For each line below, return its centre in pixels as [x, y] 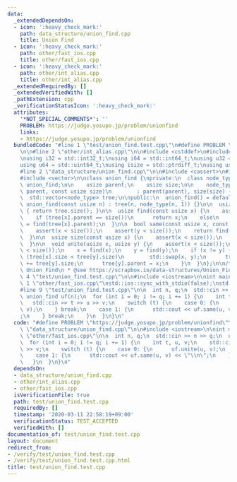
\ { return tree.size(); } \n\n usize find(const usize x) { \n [115, 211]
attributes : [31, 112]
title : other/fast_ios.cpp [60, 60]
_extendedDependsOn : [44, 20]
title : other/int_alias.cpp [61, 80]
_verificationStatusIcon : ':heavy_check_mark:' [85, 106]
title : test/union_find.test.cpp [56, 467]
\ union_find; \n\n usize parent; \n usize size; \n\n [107, 184]
